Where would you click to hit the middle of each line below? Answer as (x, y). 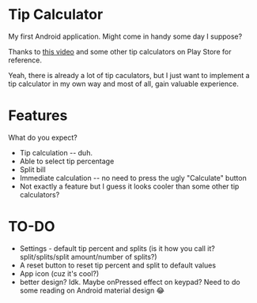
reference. (25, 60)
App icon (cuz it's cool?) (59, 273)
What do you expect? (43, 137)
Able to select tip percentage (67, 161)
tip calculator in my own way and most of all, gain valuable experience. (123, 84)
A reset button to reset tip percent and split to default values (117, 265)
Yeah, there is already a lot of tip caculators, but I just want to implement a (129, 75)
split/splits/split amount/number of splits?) (88, 256)
